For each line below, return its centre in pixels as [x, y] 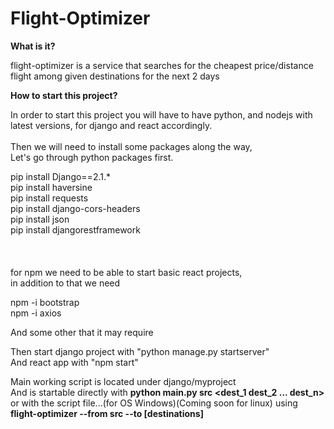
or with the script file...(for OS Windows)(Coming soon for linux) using [154, 403]
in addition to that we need [65, 283]
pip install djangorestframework [75, 229]
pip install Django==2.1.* [60, 176]
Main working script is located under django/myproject [123, 381]
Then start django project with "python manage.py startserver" [140, 351]
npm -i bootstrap [45, 302]
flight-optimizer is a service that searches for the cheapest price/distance [162, 65]
